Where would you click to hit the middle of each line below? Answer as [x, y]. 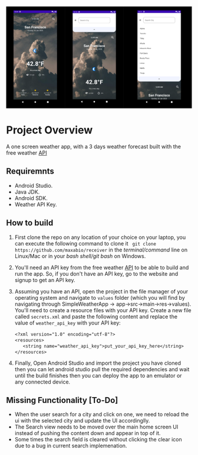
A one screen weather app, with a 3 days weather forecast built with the [94, 147]
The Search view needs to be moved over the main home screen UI [96, 427]
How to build [30, 223]
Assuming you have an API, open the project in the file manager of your [101, 291]
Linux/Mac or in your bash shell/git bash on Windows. [80, 256]
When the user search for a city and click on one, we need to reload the [102, 414]
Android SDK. [31, 198]
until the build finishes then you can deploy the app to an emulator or [98, 375]
